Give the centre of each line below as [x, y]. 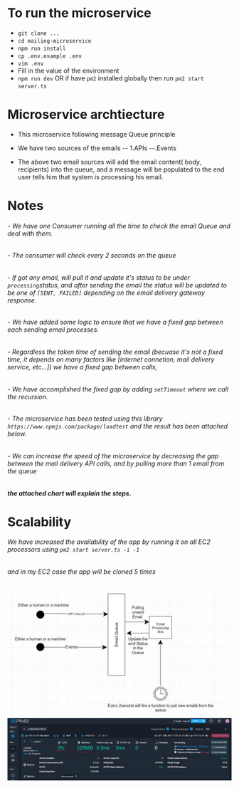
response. [22, 300]
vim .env [31, 63]
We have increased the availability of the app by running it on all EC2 [109, 542]
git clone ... [38, 33]
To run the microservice [79, 13]
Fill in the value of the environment [68, 70]
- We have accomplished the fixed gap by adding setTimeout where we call [118, 389]
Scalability [39, 522]
